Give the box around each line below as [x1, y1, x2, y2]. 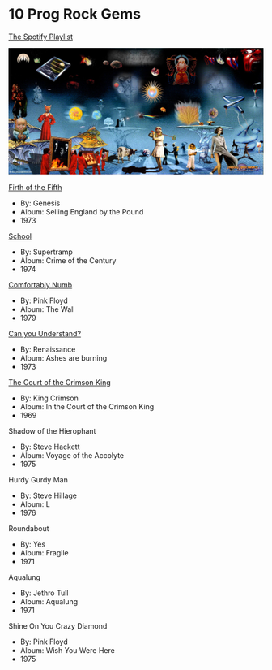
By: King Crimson [19, 393, 79, 403]
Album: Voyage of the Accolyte [19, 451, 125, 460]
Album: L [19, 499, 50, 509]
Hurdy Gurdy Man [8, 475, 69, 485]
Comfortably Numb [8, 280, 73, 290]
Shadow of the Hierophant [8, 426, 96, 436]
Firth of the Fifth [8, 183, 62, 192]
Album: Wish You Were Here [19, 646, 115, 655]
